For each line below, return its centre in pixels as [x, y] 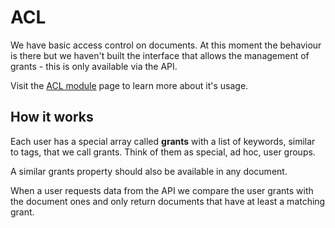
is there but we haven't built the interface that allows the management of [160, 55]
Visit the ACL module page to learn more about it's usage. [129, 85]
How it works [52, 117]
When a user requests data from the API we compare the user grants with [162, 190]
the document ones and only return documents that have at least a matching [168, 201]
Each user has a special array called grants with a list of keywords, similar [163, 141]
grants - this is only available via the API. [94, 66]
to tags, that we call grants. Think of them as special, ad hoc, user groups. [163, 152]
